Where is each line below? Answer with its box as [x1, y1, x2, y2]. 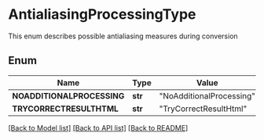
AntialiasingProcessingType [8, 5, 196, 23]
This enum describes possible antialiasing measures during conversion [8, 31, 238, 41]
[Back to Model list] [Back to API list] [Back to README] [8, 123, 189, 132]
